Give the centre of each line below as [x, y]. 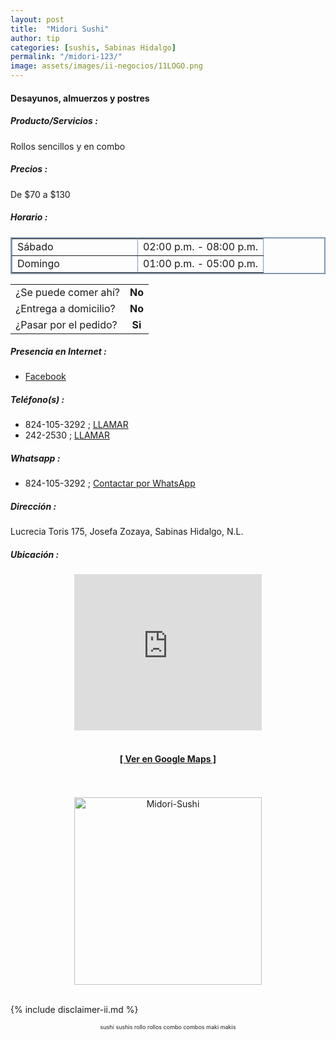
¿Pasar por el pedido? [66, 324]
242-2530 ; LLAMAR [67, 435]
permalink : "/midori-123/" [66, 57]
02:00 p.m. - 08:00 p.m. [200, 246]
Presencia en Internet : [58, 352]
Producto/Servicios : [54, 121]
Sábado [35, 246]
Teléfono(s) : [37, 400]
